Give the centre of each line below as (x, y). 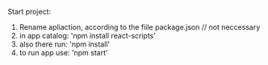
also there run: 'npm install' (65, 44)
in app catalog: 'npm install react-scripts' (88, 36)
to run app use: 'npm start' (63, 53)
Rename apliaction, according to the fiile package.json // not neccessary (140, 27)
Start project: (29, 12)
